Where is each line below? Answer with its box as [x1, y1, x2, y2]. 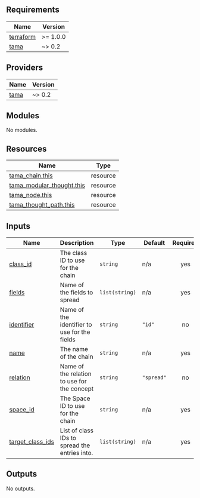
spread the [60, 441, 90, 450]
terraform [9, 32, 36, 41]
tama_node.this [9, 191, 52, 199]
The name [60, 345, 88, 353]
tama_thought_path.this [9, 201, 75, 209]
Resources [6, 143, 47, 154]
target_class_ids [9, 438, 55, 446]
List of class [60, 426, 94, 435]
